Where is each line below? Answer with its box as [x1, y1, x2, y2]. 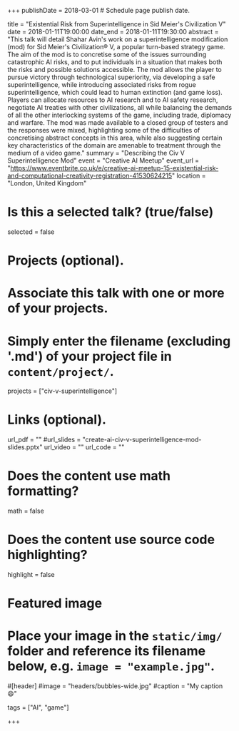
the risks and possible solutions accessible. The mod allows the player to [7, 66, 223, 73]
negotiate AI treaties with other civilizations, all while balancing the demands [7, 103, 233, 111]
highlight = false [7, 571, 55, 579]
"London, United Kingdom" [7, 179, 87, 188]
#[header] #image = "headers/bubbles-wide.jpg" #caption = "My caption [7, 682, 223, 690]
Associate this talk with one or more [7, 285, 225, 302]
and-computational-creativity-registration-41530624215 [7, 171, 173, 180]
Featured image [7, 595, 102, 612]
